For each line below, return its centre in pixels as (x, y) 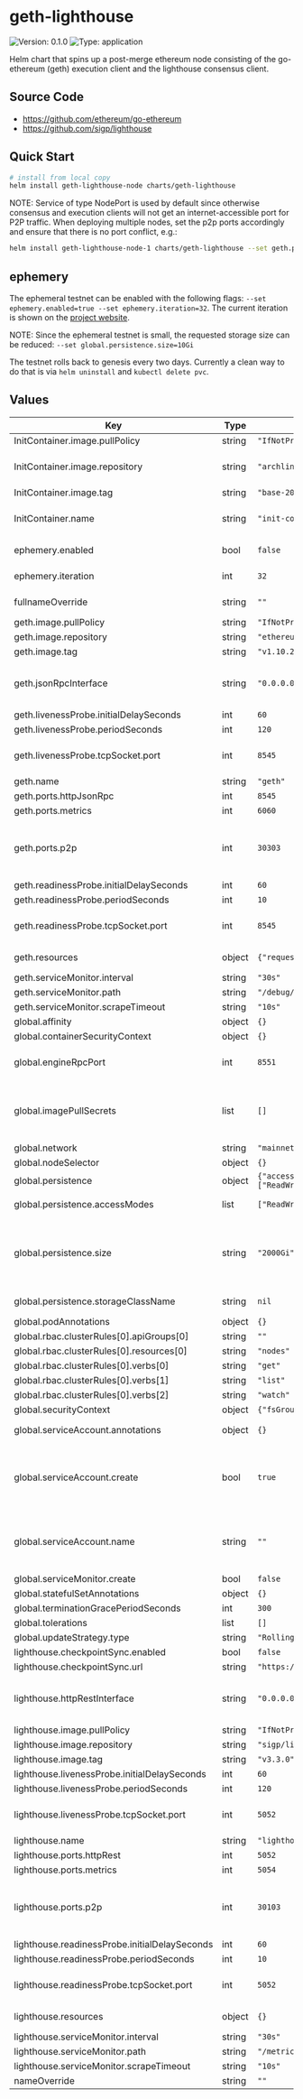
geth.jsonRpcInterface (61, 683)
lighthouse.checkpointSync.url (78, 1667)
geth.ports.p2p (46, 847)
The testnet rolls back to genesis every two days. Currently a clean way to (147, 362)
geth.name (37, 781)
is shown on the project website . (70, 317)
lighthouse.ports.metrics (65, 1870)
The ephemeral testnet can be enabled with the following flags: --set (138, 298)
